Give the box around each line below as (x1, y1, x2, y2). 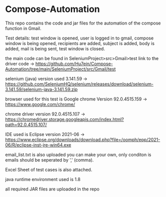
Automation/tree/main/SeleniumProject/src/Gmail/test (5, 66, 116, 72)
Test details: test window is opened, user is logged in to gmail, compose (5, 35, 154, 41)
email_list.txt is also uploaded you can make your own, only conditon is (5, 151, 151, 157)
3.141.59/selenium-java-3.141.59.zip (5, 86, 78, 92)
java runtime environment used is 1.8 (5, 176, 81, 182)
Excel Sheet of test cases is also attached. (5, 166, 92, 172)
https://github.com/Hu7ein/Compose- (35, 60, 113, 66)
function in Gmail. (5, 25, 41, 31)
